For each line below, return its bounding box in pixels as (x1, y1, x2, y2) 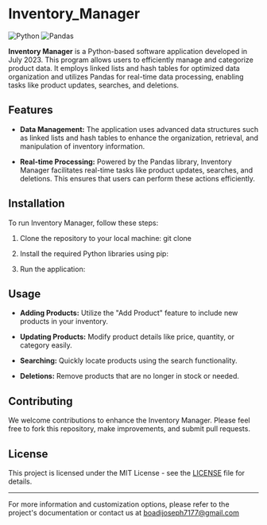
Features (8, 103, 53, 117)
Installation (8, 196, 65, 211)
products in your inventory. (19, 317, 109, 326)
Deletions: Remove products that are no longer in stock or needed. (19, 371, 240, 381)
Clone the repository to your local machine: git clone (19, 233, 192, 243)
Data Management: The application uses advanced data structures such (19, 124, 259, 134)
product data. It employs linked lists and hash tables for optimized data (8, 63, 240, 72)
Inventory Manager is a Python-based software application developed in (8, 46, 248, 56)
